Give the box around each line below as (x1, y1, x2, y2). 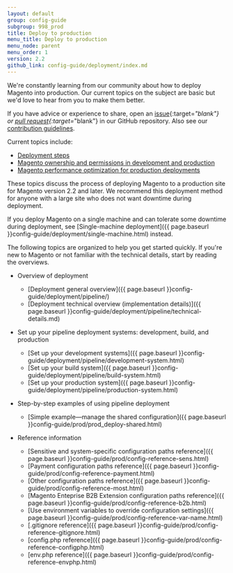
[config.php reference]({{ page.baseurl (27, 535, 140, 544)
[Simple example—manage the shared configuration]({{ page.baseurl (27, 412, 226, 421)
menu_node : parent (7, 42, 61, 49)
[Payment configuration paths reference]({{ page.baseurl (27, 462, 192, 470)
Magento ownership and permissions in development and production (17, 158, 216, 167)
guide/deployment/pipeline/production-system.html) (27, 385, 179, 394)
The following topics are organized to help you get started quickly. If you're (7, 243, 223, 251)
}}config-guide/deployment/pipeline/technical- (67, 307, 202, 315)
